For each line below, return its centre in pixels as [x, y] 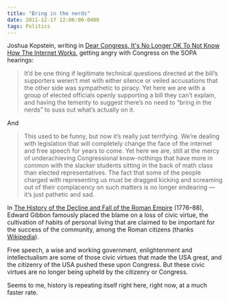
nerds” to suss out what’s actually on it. [79, 110]
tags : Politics [29, 26]
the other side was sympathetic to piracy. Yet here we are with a [114, 88]
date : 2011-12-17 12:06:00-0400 [53, 20]
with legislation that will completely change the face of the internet [118, 144]
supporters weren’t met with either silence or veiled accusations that [121, 81]
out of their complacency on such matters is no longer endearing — [120, 187]
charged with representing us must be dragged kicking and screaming [123, 180]
